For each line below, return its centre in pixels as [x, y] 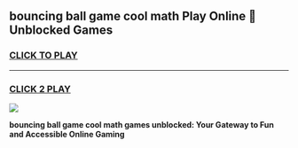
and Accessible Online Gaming [67, 134]
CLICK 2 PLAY [40, 89]
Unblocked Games [61, 31]
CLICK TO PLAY [43, 56]
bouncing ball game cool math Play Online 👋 [133, 16]
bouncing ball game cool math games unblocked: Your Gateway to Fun [142, 124]
